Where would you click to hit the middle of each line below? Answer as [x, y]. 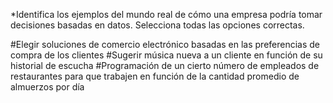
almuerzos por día [47, 87]
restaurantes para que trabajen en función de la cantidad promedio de [155, 76]
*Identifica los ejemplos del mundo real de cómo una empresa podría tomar [166, 14]
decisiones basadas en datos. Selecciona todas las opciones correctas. [157, 25]
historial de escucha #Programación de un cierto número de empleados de [165, 65]
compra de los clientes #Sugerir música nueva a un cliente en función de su [166, 55]
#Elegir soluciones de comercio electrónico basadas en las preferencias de [165, 44]
